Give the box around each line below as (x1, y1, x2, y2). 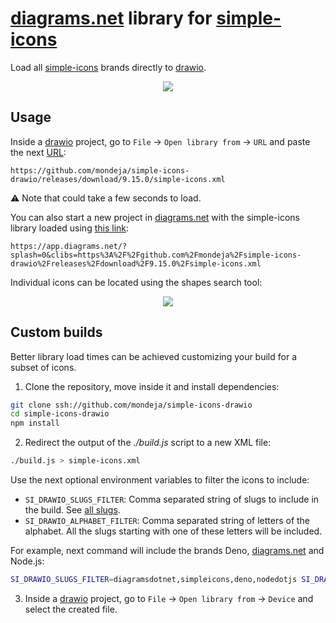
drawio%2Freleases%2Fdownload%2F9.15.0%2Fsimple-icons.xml (10, 258, 262, 269)
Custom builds (10, 324, 103, 341)
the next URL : (10, 146, 67, 158)
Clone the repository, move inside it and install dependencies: (24, 380, 280, 392)
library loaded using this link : (10, 222, 130, 234)
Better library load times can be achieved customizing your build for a (10, 350, 298, 362)
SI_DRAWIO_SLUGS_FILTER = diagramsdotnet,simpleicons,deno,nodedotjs (10, 575, 298, 585)
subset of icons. (10, 361, 77, 373)
